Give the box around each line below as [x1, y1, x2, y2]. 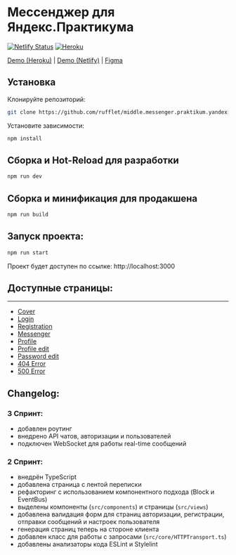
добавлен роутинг [17, 424, 72, 433]
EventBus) [17, 495, 48, 504]
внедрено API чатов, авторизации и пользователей [17, 432, 171, 440]
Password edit [17, 352, 60, 360]
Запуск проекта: [7, 230, 84, 242]
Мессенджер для [7, 4, 115, 20]
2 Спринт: [7, 457, 44, 466]
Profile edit [17, 345, 49, 353]
